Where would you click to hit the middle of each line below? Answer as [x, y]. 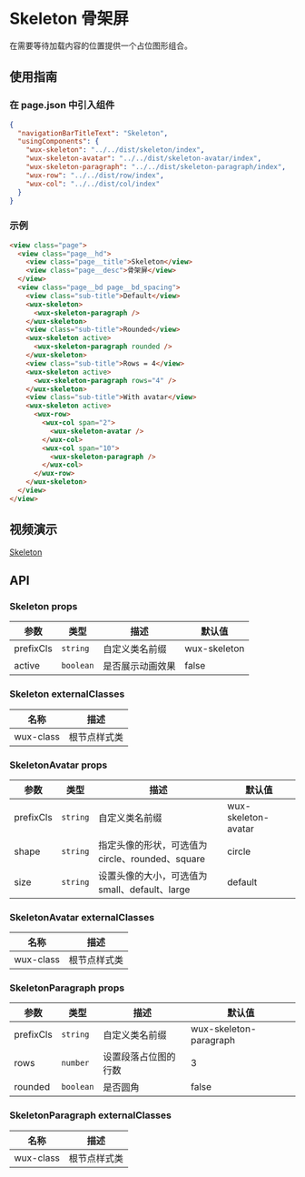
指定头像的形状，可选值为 [153, 845]
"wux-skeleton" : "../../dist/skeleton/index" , [115, 150]
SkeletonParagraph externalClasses [91, 1115]
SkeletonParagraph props [67, 988]
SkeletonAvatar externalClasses [82, 917]
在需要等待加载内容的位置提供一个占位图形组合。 [101, 45]
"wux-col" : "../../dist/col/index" [93, 184]
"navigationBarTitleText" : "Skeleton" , [93, 133]
